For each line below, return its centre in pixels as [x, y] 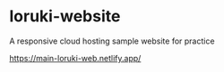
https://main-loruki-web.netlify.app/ [75, 58]
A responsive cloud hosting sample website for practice [112, 41]
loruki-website [65, 16]
